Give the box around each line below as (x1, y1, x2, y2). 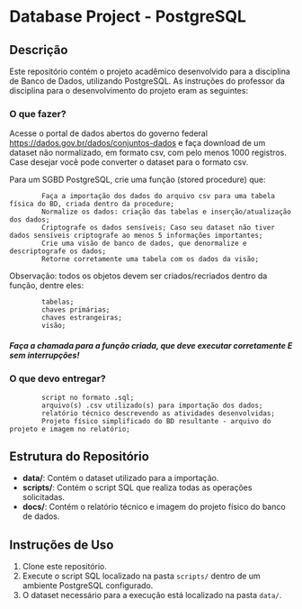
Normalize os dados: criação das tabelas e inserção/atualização (41, 207, 292, 217)
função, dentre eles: (9, 280, 84, 291)
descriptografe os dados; (9, 247, 106, 256)
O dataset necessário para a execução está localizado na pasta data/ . (22, 590, 282, 601)
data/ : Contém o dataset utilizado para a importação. (22, 473, 219, 484)
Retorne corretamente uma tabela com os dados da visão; (41, 255, 259, 264)
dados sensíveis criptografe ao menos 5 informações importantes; (9, 232, 263, 241)
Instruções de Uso (9, 537, 114, 552)
